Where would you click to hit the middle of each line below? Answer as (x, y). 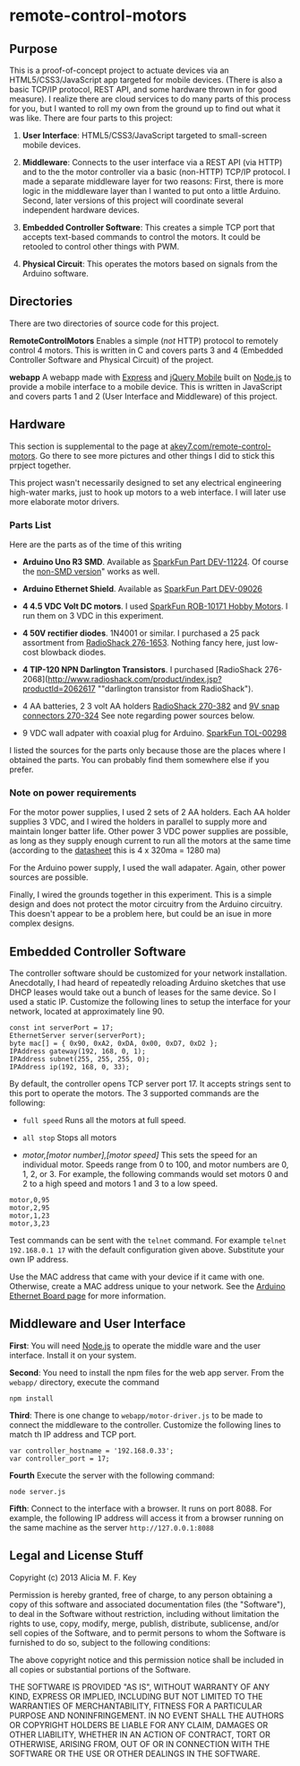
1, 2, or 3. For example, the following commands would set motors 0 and (155, 1174)
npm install (31, 1398)
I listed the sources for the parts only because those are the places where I (147, 750)
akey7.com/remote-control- (220, 446)
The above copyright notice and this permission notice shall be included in (146, 1660)
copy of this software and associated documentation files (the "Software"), (148, 1604)
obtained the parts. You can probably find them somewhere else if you (139, 760)
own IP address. (39, 1260)
